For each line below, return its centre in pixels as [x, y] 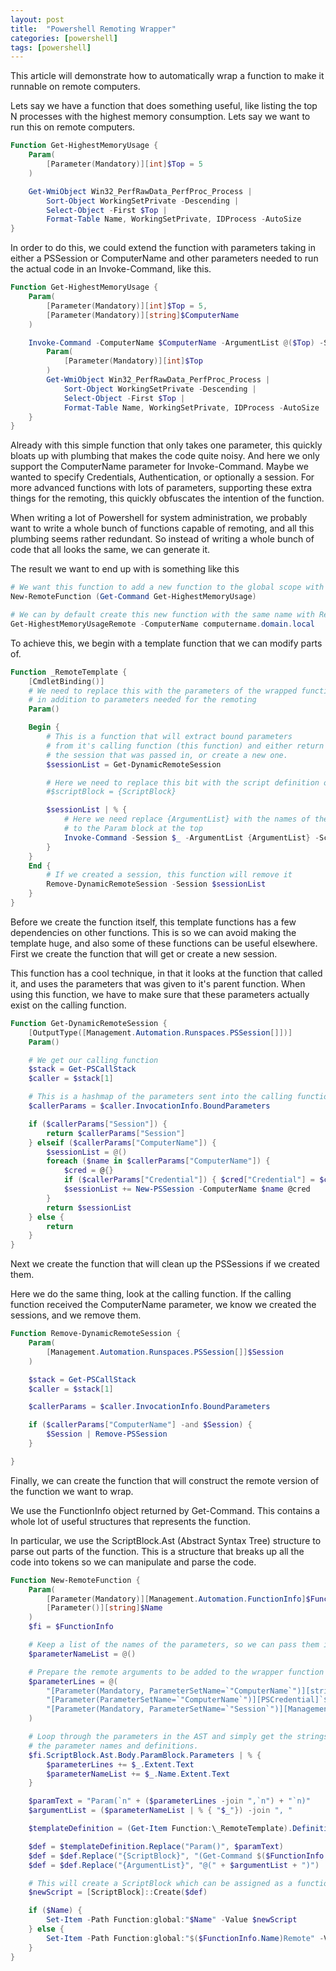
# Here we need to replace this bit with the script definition [183, 782]
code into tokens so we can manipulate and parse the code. [133, 1562]
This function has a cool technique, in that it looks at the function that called [166, 973]
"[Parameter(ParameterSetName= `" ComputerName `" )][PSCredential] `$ [187, 1700]
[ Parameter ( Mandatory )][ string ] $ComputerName [143, 315]
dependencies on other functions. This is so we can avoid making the [153, 932]
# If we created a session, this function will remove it [169, 875]
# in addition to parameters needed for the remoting [142, 700]
